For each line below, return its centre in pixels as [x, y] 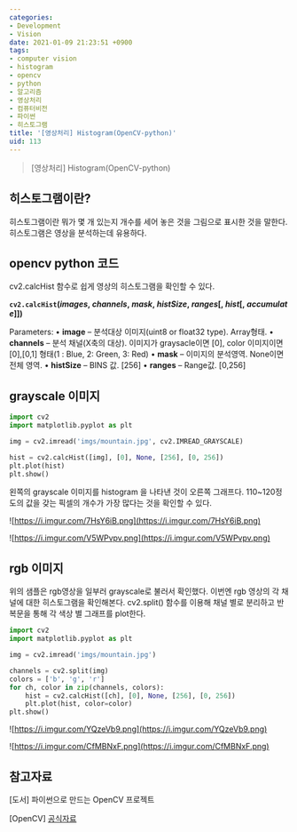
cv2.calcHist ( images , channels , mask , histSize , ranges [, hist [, [127, 304]
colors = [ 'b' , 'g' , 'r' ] [57, 679]
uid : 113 [25, 141]
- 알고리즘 [26, 92]
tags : [19, 51]
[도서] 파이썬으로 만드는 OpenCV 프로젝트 [82, 799]
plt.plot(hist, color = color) [79, 704]
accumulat [267, 304]
